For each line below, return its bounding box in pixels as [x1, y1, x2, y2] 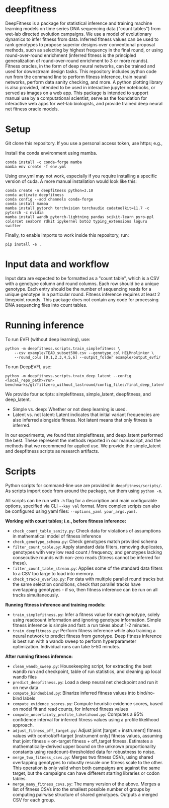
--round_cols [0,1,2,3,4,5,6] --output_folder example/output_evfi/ [14, 355, 161, 360]
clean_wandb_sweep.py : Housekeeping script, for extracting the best [12, 663, 152, 669]
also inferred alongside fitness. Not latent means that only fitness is [12, 417, 152, 423]
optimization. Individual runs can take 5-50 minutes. [12, 643, 121, 649]
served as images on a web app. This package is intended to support [5, 90, 148, 96]
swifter [5, 223, 22, 228]
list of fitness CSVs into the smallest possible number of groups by [12, 786, 151, 792]
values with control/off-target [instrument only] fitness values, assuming [12, 732, 162, 738]
